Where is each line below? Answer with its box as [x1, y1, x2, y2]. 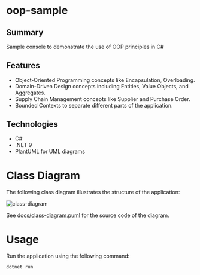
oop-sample [6, 4, 68, 17]
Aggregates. [14, 89, 46, 96]
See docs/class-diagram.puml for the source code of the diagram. [6, 212, 169, 219]
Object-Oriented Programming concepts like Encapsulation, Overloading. [14, 76, 196, 84]
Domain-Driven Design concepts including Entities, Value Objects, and [14, 82, 189, 90]
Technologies [6, 119, 59, 129]
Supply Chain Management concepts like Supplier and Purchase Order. [14, 95, 190, 102]
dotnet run [6, 264, 34, 270]
